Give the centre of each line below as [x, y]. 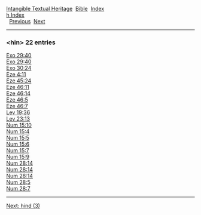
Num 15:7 [18, 150]
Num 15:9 [18, 157]
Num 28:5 [19, 182]
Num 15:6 [18, 144]
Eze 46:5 [17, 100]
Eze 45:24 [19, 81]
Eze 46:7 [17, 106]
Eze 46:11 [18, 87]
